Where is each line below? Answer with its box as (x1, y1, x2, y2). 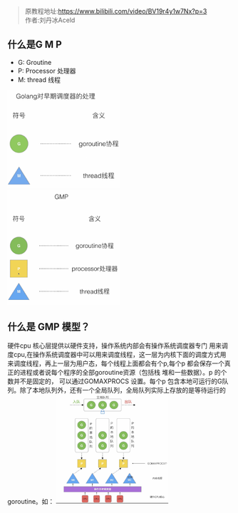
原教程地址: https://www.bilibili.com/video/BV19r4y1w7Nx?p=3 (24, 7, 207, 15)
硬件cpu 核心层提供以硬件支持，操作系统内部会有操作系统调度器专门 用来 (7, 341, 222, 350)
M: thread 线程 (17, 75, 61, 84)
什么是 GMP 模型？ (7, 321, 90, 333)
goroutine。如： (7, 497, 55, 505)
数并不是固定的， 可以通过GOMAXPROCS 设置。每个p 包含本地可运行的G (7, 377, 222, 385)
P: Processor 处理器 (17, 66, 76, 75)
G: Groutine (17, 58, 52, 66)
